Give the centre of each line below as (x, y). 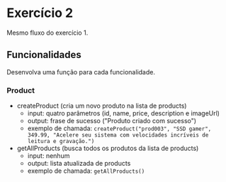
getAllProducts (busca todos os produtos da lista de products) (108, 148)
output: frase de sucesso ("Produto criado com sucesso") (112, 121)
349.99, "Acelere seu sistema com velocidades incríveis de (118, 135)
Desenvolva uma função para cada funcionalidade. (81, 72)
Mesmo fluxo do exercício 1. (47, 33)
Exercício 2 (40, 13)
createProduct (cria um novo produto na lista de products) (102, 106)
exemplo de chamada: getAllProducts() (86, 171)
